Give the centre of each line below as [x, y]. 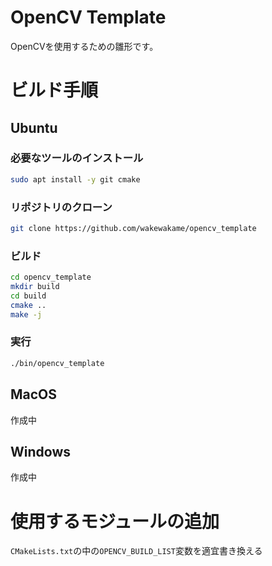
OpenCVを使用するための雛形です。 [84, 46]
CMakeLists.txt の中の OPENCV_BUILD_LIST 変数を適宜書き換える [136, 551]
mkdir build [35, 287]
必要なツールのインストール [77, 158]
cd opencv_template [51, 277]
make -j [26, 314]
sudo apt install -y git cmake [75, 179]
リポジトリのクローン [61, 207]
